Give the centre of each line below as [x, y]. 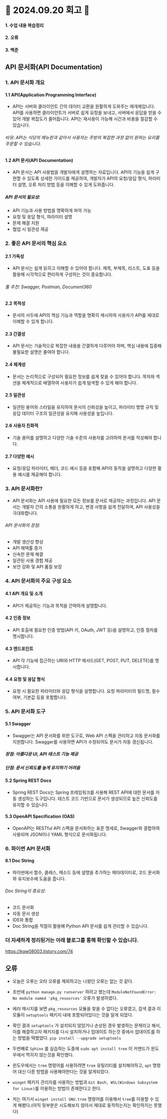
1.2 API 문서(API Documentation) [39, 160]
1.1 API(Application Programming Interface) [51, 95]
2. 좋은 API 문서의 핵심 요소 [36, 243]
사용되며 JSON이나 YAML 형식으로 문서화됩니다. [60, 834]
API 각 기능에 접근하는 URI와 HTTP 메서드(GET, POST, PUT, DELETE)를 [83, 661]
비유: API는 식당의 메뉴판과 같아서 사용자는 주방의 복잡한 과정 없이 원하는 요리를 [82, 138]
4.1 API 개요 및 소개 [24, 593]
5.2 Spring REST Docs [28, 780]
